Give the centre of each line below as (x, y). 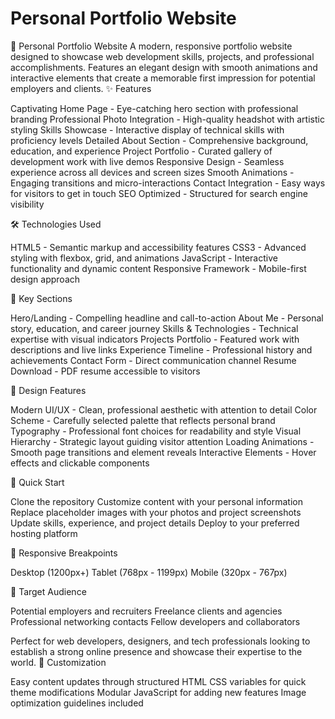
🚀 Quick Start (37, 482)
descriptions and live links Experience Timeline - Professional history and (161, 349)
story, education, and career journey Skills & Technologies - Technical (154, 328)
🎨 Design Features (48, 390)
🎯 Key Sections (41, 298)
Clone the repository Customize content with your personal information (156, 501)
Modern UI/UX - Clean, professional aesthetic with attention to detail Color (164, 409)
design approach (45, 279)
